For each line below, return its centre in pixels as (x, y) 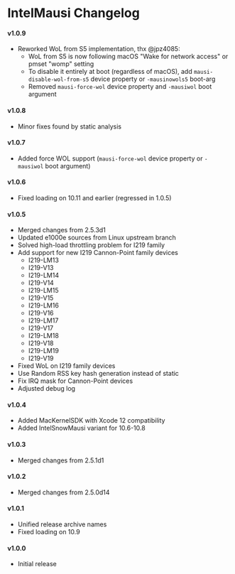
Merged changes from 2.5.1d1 (61, 460)
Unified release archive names (62, 524)
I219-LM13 (43, 260)
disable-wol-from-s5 (59, 80)
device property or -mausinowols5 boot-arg (153, 79)
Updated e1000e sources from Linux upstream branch (97, 238)
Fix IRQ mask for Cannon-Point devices (75, 381)
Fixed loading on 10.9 (49, 532)
